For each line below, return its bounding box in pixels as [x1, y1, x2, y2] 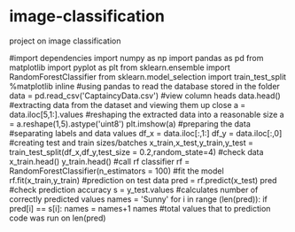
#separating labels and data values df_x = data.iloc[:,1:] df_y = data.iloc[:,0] [9, 128, 283, 138]
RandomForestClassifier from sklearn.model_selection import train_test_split [9, 71, 286, 81]
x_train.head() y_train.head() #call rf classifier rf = [9, 156, 190, 166]
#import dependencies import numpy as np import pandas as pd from [9, 52, 264, 63]
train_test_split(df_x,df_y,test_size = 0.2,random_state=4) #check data [9, 146, 264, 157]
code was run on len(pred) [9, 213, 106, 223]
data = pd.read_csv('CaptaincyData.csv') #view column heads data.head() [9, 90, 281, 101]
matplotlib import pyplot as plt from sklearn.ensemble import [9, 62, 230, 73]
